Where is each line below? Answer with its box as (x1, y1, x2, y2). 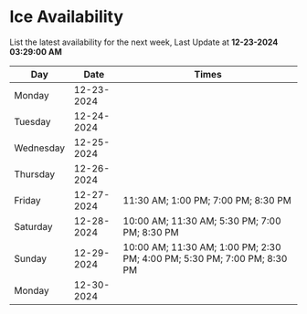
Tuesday (14, 115, 51, 128)
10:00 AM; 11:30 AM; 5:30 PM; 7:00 (122, 215, 281, 227)
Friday (14, 194, 41, 206)
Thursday (14, 167, 56, 180)
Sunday (14, 252, 48, 265)
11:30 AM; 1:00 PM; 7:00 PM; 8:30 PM (122, 194, 292, 206)
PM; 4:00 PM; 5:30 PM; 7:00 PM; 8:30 (122, 252, 288, 265)
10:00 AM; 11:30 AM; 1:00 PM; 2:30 (122, 240, 281, 253)
